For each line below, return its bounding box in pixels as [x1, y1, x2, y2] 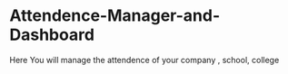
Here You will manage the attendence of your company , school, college [9, 54, 280, 65]
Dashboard [9, 24, 95, 45]
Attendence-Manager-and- [9, 5, 221, 26]
